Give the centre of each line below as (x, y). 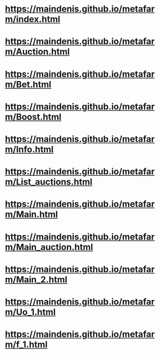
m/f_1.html (26, 345)
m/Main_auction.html (49, 247)
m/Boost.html (33, 117)
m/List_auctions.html (49, 182)
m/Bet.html (28, 84)
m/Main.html (32, 214)
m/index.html (33, 19)
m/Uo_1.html (30, 312)
